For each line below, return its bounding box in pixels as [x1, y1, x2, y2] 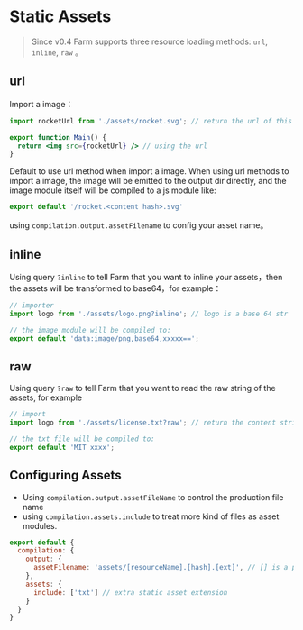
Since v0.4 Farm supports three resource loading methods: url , [31, 36, 269, 47]
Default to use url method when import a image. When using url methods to [9, 166, 289, 177]
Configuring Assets [9, 468, 122, 483]
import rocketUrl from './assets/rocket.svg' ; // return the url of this [9, 116, 293, 125]
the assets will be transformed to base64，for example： [9, 282, 222, 294]
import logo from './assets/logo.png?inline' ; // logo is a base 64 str [9, 309, 289, 318]
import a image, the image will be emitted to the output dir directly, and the [9, 176, 287, 187]
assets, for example [9, 392, 83, 403]
